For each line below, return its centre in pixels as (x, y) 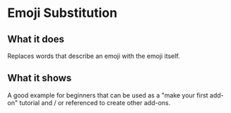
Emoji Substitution (63, 13)
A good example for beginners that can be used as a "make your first (108, 95)
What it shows (40, 78)
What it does (36, 39)
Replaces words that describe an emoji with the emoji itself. (94, 56)
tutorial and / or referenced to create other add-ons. (95, 102)
